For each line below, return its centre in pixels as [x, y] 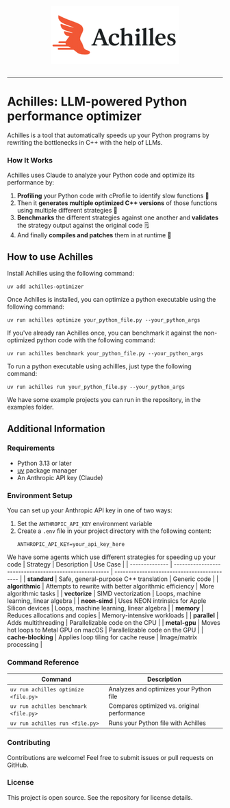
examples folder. [30, 407]
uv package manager [47, 470]
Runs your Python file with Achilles [157, 723]
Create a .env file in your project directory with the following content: [114, 531]
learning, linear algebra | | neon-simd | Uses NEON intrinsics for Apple [107, 601]
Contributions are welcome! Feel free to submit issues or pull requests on [110, 757]
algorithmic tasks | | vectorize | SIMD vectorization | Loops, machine [104, 594]
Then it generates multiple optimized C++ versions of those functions [117, 203]
